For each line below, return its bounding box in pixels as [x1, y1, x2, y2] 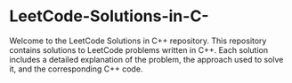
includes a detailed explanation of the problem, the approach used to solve [9, 54, 284, 64]
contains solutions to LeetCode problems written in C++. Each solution [9, 44, 269, 55]
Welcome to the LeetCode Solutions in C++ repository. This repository [9, 35, 267, 46]
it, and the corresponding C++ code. [9, 64, 143, 74]
